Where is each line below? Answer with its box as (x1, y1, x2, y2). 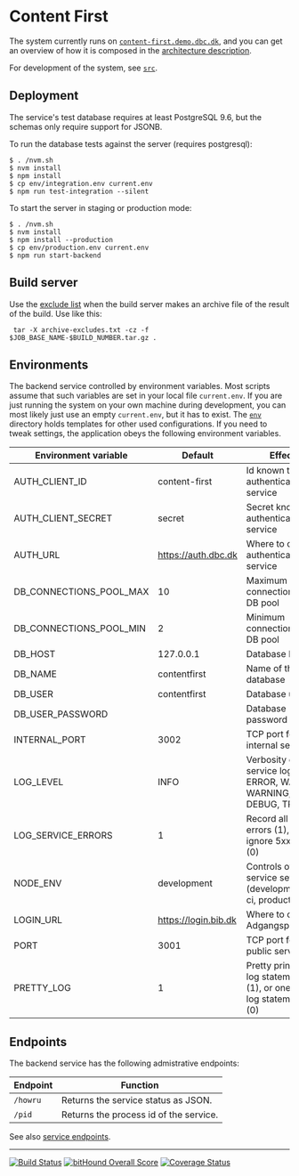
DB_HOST (13, 648, 56, 661)
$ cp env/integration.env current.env (9, 179, 153, 188)
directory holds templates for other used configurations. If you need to (9, 418, 268, 429)
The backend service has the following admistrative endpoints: (9, 1058, 240, 1069)
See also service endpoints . (9, 1131, 111, 1142)
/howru (13, 1095, 42, 1106)
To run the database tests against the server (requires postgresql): (9, 138, 253, 149)
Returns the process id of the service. (61, 1108, 219, 1121)
